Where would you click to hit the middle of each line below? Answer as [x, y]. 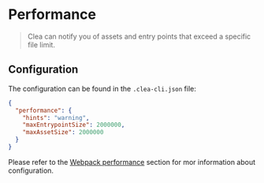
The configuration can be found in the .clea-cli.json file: [102, 88]
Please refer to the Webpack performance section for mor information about [132, 162]
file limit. [41, 44]
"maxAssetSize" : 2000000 [63, 133]
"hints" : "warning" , [56, 118]
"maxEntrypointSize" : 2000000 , [74, 125]
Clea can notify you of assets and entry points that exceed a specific [139, 36]
